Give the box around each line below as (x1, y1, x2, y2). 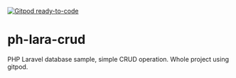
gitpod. (7, 62, 28, 71)
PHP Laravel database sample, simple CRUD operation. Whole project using (7, 55, 230, 63)
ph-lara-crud (7, 32, 86, 48)
